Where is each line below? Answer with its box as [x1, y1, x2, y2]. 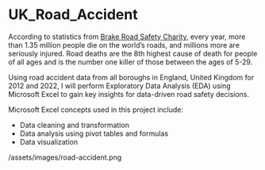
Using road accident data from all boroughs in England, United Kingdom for [8, 72, 255, 82]
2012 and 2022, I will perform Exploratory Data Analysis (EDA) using [8, 81, 232, 91]
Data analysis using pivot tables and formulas [19, 129, 169, 138]
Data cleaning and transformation [19, 120, 129, 129]
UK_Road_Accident [8, 6, 138, 24]
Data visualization [19, 137, 79, 146]
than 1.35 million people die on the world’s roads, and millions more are [8, 40, 240, 49]
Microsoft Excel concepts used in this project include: [8, 105, 184, 114]
